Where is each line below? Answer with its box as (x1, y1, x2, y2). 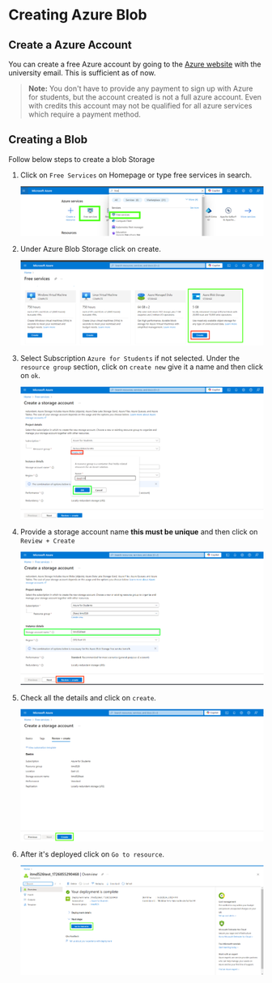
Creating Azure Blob (8, 6, 147, 24)
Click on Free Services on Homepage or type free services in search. (19, 170, 253, 180)
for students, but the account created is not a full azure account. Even (28, 92, 261, 102)
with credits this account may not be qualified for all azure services (28, 101, 253, 110)
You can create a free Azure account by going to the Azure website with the (8, 59, 261, 69)
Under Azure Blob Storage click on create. (19, 245, 162, 254)
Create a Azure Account (8, 38, 132, 52)
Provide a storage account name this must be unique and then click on (19, 526, 258, 536)
